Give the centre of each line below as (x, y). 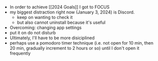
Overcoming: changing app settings (46, 28)
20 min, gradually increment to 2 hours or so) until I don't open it (75, 48)
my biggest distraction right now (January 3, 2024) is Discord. (72, 12)
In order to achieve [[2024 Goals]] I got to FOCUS (59, 7)
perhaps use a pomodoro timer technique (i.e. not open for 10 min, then (81, 43)
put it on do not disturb (33, 33)
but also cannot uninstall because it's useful (61, 22)
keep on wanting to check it (45, 17)
